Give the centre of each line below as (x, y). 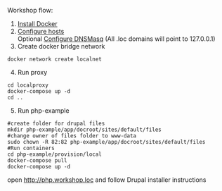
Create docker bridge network (61, 46)
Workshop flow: (30, 10)
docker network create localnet (54, 59)
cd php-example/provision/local (54, 154)
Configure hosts (41, 31)
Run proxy (32, 72)
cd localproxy (28, 85)
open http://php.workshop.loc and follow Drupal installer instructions (107, 180)
